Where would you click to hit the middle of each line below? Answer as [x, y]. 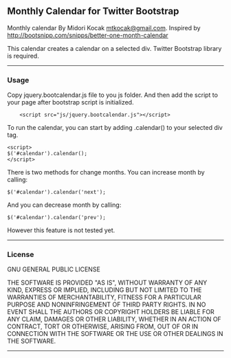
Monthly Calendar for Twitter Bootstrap [93, 11]
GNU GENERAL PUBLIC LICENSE [54, 269]
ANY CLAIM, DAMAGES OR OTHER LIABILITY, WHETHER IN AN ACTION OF [114, 320]
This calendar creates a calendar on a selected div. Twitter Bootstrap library [114, 48]
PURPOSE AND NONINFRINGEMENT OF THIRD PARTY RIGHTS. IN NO [107, 304]
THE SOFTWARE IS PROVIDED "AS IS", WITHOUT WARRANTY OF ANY [107, 283]
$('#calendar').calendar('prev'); [57, 218]
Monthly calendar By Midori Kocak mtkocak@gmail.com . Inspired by [104, 27]
